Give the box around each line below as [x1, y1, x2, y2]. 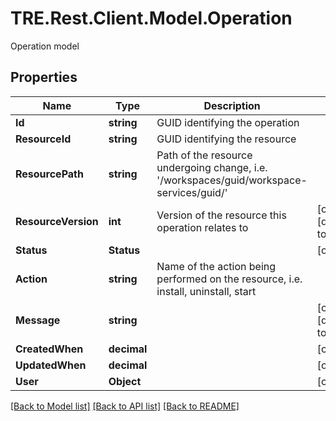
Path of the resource [156, 148, 253, 162]
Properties [10, 69, 78, 86]
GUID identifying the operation [156, 115, 300, 129]
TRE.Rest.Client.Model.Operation [10, 7, 293, 30]
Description [203, 98, 261, 112]
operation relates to [156, 220, 249, 234]
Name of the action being [156, 259, 277, 273]
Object [108, 374, 142, 388]
